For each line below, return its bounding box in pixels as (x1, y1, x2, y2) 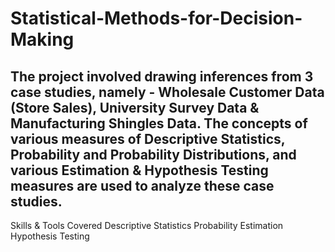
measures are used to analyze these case (10, 177, 275, 194)
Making (10, 28, 75, 51)
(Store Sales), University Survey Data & (10, 99, 260, 116)
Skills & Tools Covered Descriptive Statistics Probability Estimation (10, 220, 284, 231)
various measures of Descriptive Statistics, (10, 130, 286, 147)
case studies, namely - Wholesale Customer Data (10, 83, 325, 101)
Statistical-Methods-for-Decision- (10, 7, 303, 30)
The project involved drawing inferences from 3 (10, 68, 314, 85)
